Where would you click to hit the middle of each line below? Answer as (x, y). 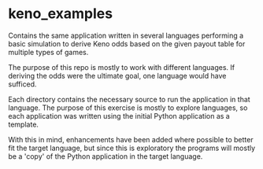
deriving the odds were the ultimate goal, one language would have (117, 75)
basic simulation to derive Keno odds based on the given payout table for (127, 43)
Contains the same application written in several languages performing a (126, 35)
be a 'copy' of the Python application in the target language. (106, 156)
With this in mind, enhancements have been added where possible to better (131, 139)
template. (24, 124)
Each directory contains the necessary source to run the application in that (129, 99)
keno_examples (60, 14)
